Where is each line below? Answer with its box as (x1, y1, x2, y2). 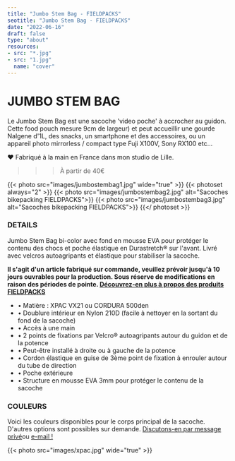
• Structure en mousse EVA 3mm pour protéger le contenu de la (17, 376, 204, 385)
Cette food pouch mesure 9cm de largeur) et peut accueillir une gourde (7, 124, 215, 133)
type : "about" (7, 37, 49, 44)
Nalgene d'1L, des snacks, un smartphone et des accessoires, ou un (7, 131, 206, 140)
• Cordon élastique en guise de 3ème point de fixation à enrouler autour (17, 354, 227, 362)
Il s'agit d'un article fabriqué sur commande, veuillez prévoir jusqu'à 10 (7, 265, 220, 273)
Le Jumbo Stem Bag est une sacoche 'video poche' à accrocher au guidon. (7, 116, 227, 125)
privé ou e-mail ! (7, 432, 54, 441)
